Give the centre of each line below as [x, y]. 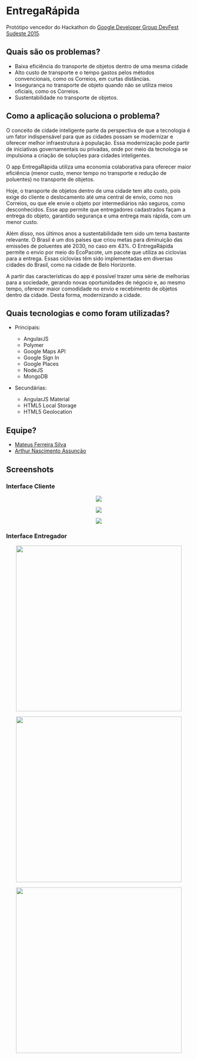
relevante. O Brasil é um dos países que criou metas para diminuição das [94, 239]
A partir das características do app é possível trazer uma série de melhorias [98, 276]
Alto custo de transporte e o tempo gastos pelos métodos [84, 72]
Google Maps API [44, 351]
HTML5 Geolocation [48, 412]
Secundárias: [31, 388]
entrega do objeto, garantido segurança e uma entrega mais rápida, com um [98, 216]
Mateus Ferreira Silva [40, 445]
